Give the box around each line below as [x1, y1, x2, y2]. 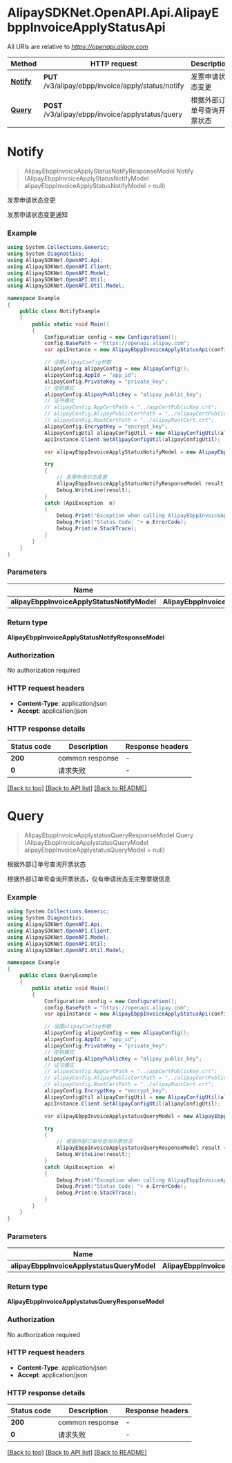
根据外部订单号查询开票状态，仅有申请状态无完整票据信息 [7, 875, 171, 883]
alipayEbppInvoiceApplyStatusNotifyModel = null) [23, 181, 166, 189]
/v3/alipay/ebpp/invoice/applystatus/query [43, 109, 183, 119]
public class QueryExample [19, 972, 97, 979]
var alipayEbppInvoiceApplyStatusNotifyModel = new [43, 448, 196, 456]
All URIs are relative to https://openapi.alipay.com [7, 42, 148, 50]
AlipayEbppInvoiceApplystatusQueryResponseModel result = [56, 1144, 227, 1152]
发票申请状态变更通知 [7, 210, 68, 218]
